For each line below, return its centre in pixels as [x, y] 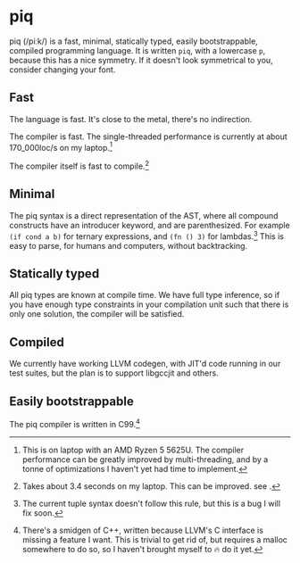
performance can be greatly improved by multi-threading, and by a [145, 459]
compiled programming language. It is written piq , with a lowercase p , [137, 50]
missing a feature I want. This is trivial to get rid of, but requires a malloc [155, 539]
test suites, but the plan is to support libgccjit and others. [114, 373]
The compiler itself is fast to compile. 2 [79, 165]
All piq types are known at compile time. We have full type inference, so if [145, 295]
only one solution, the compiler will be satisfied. [97, 314]
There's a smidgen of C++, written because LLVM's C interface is [142, 530]
